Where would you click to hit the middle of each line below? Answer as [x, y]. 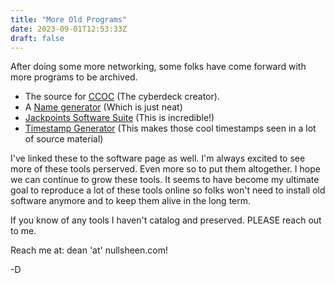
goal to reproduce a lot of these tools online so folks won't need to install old [168, 190]
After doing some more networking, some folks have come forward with [158, 67]
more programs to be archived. [74, 77]
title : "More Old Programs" [69, 19]
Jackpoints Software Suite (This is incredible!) [119, 118]
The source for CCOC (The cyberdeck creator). [122, 97]
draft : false [37, 38]
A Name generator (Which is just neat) [103, 107]
